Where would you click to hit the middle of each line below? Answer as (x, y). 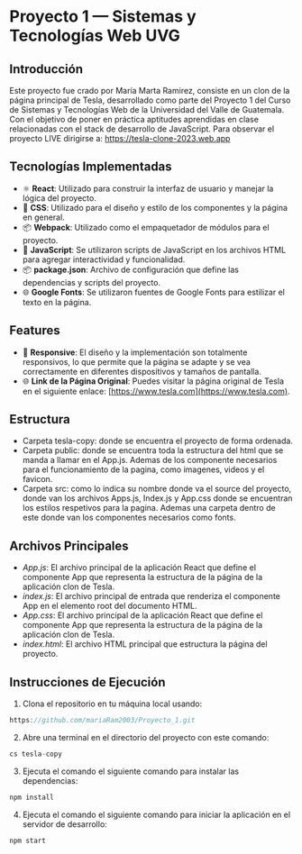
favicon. (37, 479)
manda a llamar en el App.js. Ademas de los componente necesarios (150, 460)
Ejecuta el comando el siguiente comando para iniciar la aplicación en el (156, 814)
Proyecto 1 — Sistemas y (103, 17)
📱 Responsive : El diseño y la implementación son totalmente (135, 352)
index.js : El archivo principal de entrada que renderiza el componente (151, 596)
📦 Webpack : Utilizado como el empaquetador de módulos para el (146, 227)
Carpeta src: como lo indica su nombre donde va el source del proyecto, (157, 489)
